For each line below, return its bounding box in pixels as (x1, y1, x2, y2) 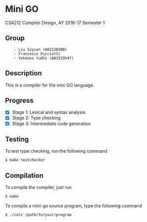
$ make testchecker (5, 158, 45, 163)
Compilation (5, 171, 43, 180)
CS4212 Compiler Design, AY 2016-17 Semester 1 (5, 20, 105, 26)
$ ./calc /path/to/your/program (5, 212, 72, 217)
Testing (5, 135, 29, 143)
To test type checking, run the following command (5, 148, 108, 154)
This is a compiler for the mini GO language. (5, 82, 95, 88)
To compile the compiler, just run (5, 185, 72, 190)
